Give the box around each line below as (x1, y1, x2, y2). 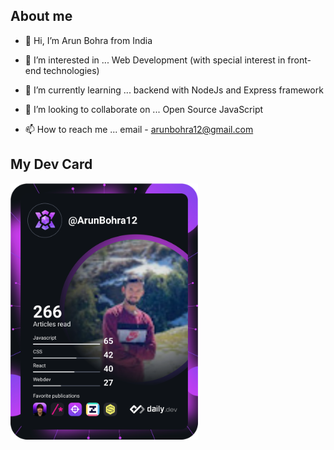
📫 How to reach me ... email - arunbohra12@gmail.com (24, 123, 254, 135)
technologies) (43, 64, 100, 76)
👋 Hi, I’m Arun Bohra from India (24, 34, 153, 46)
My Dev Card (10, 156, 93, 173)
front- (287, 54, 312, 66)
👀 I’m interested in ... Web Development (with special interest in (24, 54, 286, 66)
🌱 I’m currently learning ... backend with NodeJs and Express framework (24, 84, 324, 96)
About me (10, 8, 73, 25)
